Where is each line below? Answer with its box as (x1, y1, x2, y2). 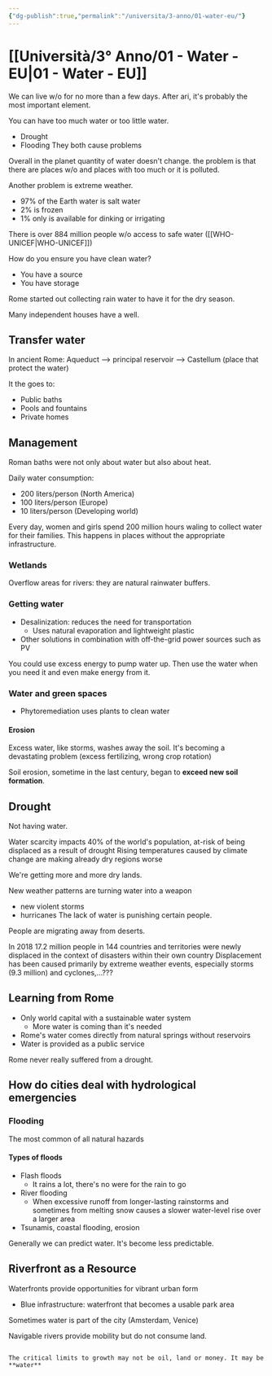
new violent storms (20, 901, 85, 912)
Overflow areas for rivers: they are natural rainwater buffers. (8, 578, 211, 588)
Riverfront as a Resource (8, 1262, 137, 1276)
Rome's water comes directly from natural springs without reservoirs (20, 1030, 251, 1040)
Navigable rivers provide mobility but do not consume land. (8, 1330, 208, 1340)
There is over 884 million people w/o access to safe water (8, 229, 204, 239)
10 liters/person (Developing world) (20, 506, 138, 516)
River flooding (20, 1188, 68, 1198)
